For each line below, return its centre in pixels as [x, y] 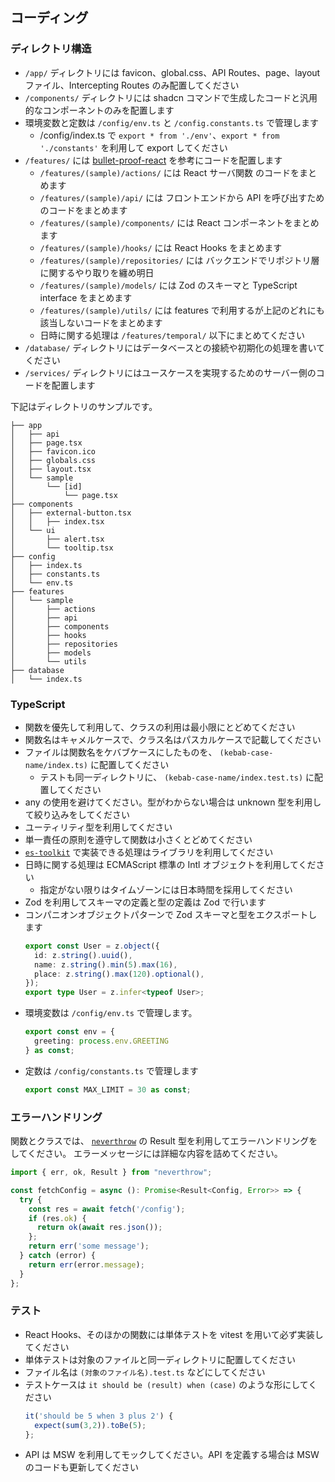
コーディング [49, 18]
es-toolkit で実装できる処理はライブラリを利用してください [149, 852]
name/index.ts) [56, 765]
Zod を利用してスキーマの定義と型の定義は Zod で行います [145, 902]
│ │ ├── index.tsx [57, 521]
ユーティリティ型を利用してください [98, 827]
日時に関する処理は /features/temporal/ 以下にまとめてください [172, 335]
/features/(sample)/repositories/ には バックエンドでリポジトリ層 [179, 260]
